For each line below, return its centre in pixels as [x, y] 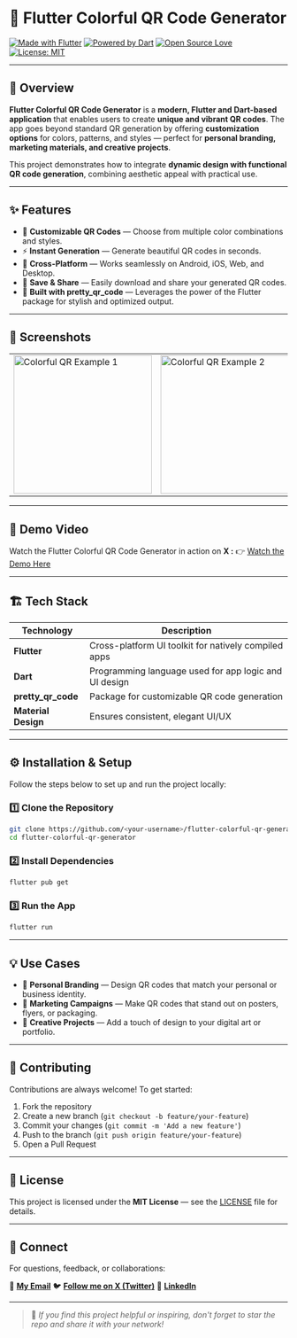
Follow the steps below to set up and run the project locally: [118, 784]
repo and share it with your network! [97, 1325]
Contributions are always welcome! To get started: [101, 1089]
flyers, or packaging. [60, 1013]
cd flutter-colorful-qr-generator [73, 837]
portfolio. [38, 1032]
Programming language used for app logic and [186, 671]
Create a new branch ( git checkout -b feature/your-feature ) [135, 1116]
